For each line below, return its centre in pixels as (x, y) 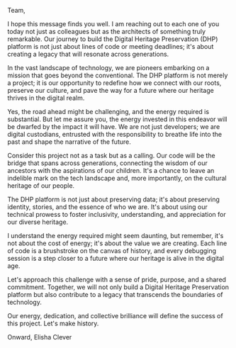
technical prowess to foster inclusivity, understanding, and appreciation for (117, 214)
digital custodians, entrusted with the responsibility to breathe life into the (115, 134)
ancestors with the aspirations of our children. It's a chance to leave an (111, 170)
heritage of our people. (41, 186)
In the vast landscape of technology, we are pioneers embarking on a (108, 68)
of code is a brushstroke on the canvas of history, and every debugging (112, 251)
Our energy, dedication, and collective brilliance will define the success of (115, 316)
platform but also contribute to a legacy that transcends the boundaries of (115, 294)
